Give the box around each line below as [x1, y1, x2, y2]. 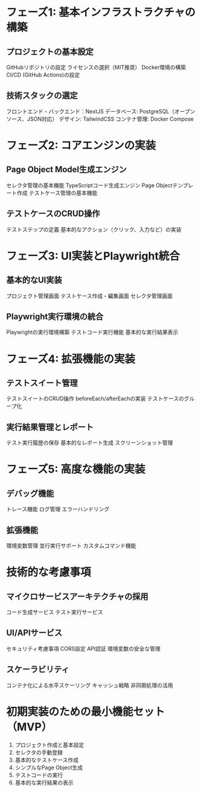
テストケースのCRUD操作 [6, 209, 100, 219]
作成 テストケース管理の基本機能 [16, 189, 98, 196]
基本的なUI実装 [6, 275, 62, 286]
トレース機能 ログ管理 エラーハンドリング [6, 505, 110, 513]
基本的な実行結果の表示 [14, 779, 74, 786]
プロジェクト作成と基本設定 [14, 741, 85, 749]
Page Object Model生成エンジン [6, 164, 127, 175]
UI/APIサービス [6, 628, 63, 638]
